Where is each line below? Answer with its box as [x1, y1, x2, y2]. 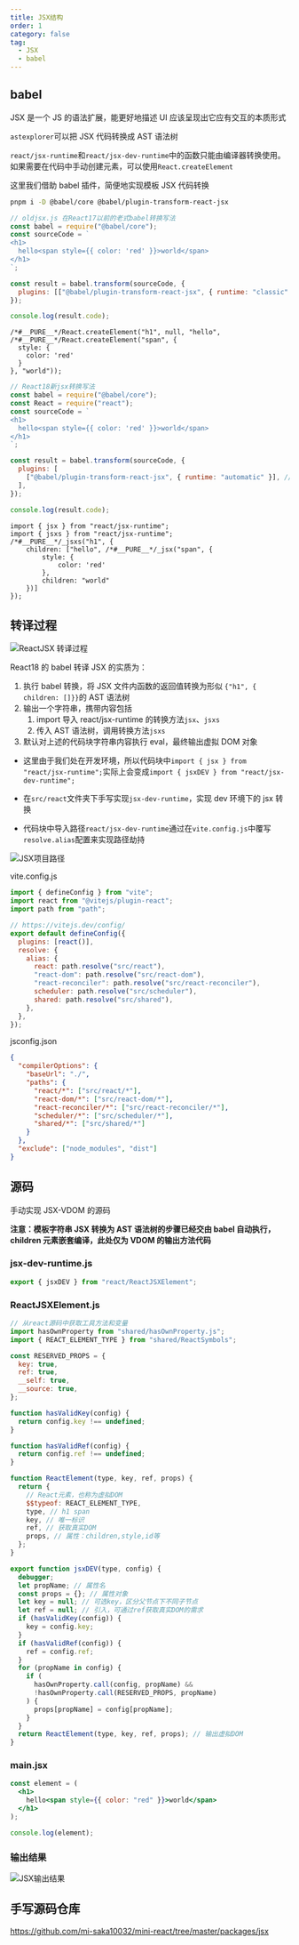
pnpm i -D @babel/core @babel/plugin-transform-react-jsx [10, 197, 229, 206]
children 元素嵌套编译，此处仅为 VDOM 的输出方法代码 [10, 1234, 212, 1245]
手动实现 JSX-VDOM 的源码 [10, 1204, 111, 1215]
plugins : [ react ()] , [18, 937, 94, 946]
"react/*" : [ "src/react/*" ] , [33, 1086, 142, 1095]
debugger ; [18, 1572, 54, 1581]
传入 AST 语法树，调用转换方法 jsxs [35, 726, 166, 736]
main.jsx [10, 1759, 48, 1772]
